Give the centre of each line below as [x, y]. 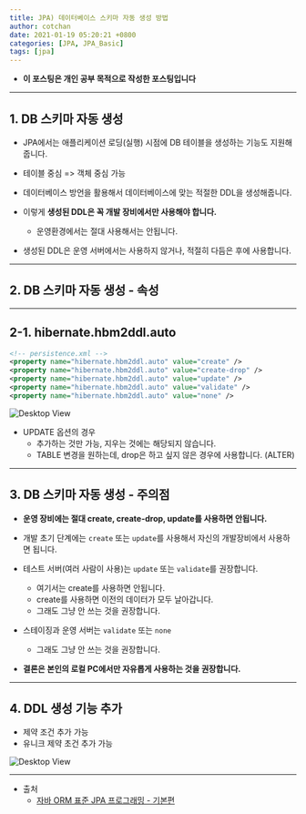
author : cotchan [40, 26]
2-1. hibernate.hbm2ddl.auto [93, 333]
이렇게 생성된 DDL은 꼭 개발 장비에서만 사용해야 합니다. [119, 211]
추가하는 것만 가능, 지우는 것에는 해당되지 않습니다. [126, 443]
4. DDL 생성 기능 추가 [66, 709]
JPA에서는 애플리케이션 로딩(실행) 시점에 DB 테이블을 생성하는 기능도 [145, 142]
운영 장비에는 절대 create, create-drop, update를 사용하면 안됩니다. [145, 518]
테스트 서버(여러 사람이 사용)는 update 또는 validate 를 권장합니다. [140, 568]
